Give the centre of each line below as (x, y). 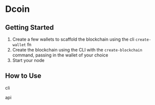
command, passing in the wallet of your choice (60, 55)
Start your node (28, 60)
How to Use (23, 76)
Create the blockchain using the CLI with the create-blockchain (77, 50)
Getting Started (30, 27)
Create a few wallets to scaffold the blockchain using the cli (73, 39)
